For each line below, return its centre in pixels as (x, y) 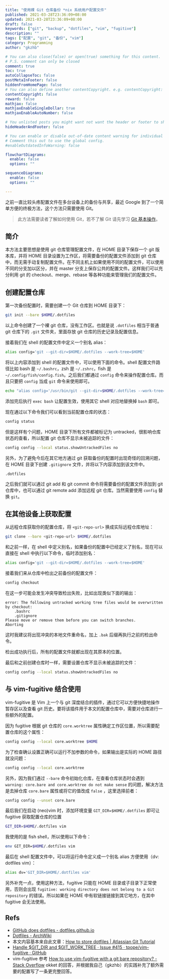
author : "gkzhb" (22, 48)
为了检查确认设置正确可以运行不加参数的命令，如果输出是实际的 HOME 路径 (84, 752)
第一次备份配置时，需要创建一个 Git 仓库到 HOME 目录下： (66, 305)
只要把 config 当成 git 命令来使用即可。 (51, 381)
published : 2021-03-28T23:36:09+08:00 (46, 15)
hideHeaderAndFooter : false (35, 127)
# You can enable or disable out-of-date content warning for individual (84, 136)
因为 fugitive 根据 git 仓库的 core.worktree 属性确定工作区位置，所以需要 (80, 726)
